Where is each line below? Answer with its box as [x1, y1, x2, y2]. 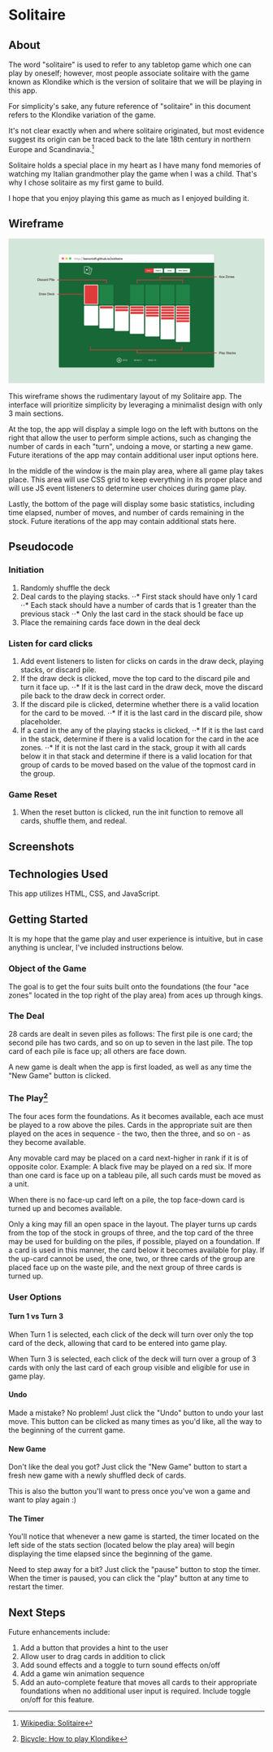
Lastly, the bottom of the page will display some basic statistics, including [8, 499, 255, 509]
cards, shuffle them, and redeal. [19, 816, 128, 826]
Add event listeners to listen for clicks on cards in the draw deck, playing [19, 656, 264, 666]
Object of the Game [8, 963, 87, 974]
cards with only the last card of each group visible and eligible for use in [8, 1362, 250, 1372]
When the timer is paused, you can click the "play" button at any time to [8, 1573, 249, 1584]
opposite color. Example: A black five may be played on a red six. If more [8, 1161, 252, 1171]
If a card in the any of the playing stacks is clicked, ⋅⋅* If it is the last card [19, 725, 264, 735]
